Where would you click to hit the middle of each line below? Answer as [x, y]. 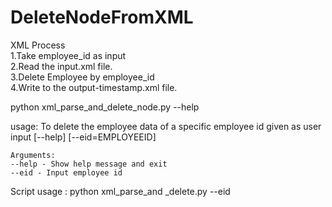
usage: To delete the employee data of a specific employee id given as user [166, 126]
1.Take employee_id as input [68, 55]
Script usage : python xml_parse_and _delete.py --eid [120, 191]
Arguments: [33, 155]
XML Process [38, 45]
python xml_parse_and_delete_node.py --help [105, 107]
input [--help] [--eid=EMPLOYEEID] [83, 137]
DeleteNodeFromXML [102, 17]
